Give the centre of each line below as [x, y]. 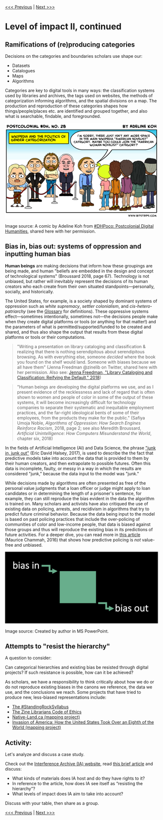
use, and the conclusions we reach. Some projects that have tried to [73, 692]
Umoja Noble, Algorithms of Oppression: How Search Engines [79, 423]
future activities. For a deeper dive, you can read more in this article [73, 535]
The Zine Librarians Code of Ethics [47, 712]
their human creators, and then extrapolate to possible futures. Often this [78, 463]
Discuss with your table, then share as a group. [52, 803]
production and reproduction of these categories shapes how [66, 106]
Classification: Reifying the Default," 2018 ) [59, 377]
